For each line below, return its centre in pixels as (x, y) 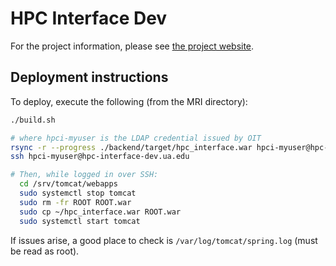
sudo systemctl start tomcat (80, 221)
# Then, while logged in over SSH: (84, 175)
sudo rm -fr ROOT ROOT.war (75, 202)
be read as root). (45, 251)
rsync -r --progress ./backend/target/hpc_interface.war (131, 147)
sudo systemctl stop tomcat (78, 193)
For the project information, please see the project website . (132, 46)
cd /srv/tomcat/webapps (68, 184)
